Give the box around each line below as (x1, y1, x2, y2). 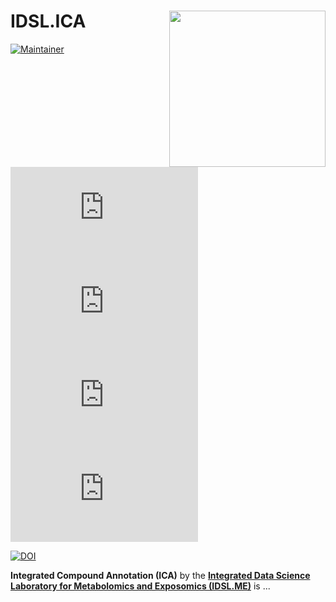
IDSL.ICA (10, 10, 87, 33)
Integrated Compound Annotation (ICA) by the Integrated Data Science (10, 570, 311, 582)
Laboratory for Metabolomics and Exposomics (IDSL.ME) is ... (10, 580, 271, 592)
